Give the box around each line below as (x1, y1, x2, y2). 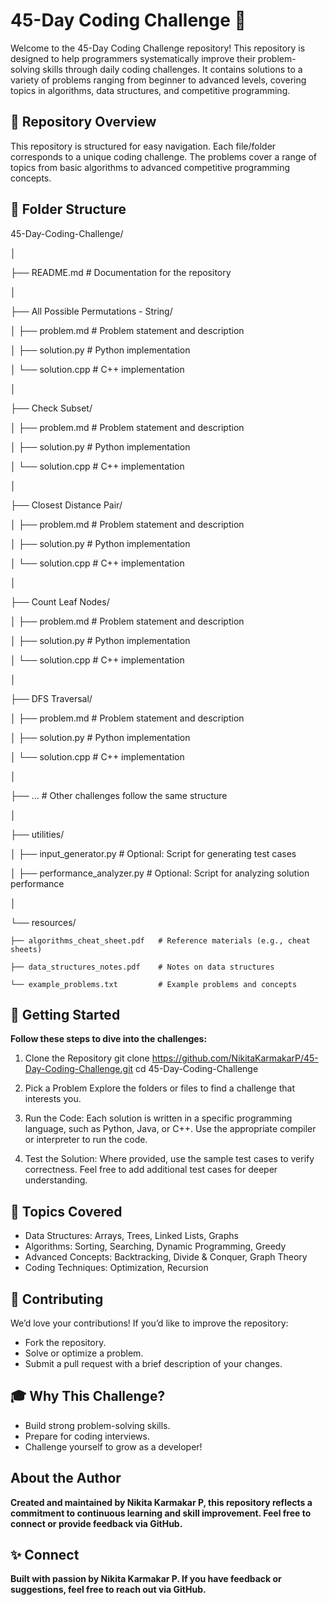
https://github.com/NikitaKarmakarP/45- (151, 1052, 319, 1064)
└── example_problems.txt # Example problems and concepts (10, 979, 298, 989)
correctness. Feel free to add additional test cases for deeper (24, 1164, 278, 1176)
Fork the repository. (24, 1337, 107, 1348)
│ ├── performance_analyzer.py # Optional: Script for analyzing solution (10, 867, 310, 879)
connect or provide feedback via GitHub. (10, 1517, 183, 1529)
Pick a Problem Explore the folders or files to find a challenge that (24, 1082, 295, 1094)
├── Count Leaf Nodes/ (10, 595, 110, 608)
